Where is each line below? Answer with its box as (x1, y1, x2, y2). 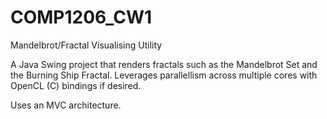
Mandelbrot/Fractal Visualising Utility (10, 39, 163, 51)
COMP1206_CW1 (10, 6, 153, 29)
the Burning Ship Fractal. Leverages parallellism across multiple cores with (10, 69, 318, 81)
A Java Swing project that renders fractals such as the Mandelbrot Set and (10, 58, 318, 70)
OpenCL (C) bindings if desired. (10, 79, 142, 91)
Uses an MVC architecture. (10, 99, 122, 111)
